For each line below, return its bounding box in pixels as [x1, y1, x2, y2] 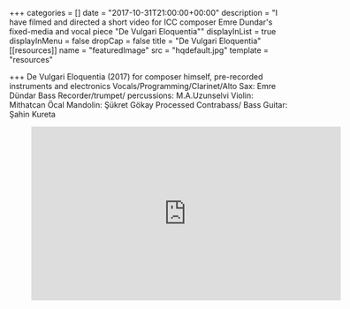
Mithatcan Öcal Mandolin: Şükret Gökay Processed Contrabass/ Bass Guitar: [9, 100, 288, 109]
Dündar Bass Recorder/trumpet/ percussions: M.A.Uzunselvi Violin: [9, 90, 254, 101]
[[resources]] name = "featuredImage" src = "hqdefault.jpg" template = [9, 45, 270, 56]
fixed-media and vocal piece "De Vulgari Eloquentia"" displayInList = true [9, 26, 277, 36]
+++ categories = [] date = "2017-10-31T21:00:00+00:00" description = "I [9, 8, 278, 18]
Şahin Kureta [9, 109, 56, 119]
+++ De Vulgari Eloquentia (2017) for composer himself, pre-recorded [9, 72, 263, 82]
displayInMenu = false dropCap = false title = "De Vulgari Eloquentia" [9, 35, 262, 46]
